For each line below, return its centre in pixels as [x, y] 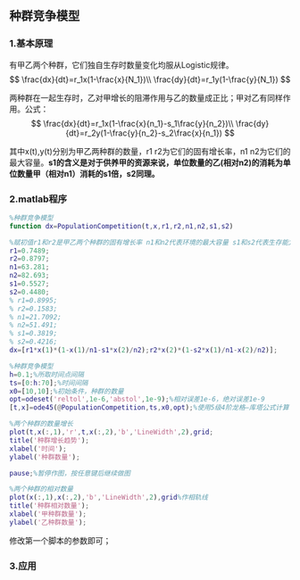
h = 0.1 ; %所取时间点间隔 [47, 374]
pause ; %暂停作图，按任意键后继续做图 [70, 473]
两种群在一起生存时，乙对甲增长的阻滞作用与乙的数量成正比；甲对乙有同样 [146, 97]
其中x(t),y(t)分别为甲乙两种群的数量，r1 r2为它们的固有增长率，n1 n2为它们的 [150, 151]
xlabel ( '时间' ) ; [38, 449]
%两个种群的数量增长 [42, 424]
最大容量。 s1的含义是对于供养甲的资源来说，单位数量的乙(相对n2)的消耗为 [146, 162]
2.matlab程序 [38, 199]
